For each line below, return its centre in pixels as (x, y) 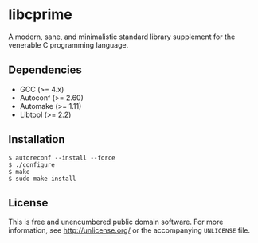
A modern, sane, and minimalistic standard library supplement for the (122, 37)
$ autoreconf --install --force (62, 158)
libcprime (41, 15)
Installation (37, 139)
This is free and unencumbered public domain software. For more (116, 222)
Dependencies (45, 70)
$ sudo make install (43, 179)
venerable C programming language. (68, 44)
